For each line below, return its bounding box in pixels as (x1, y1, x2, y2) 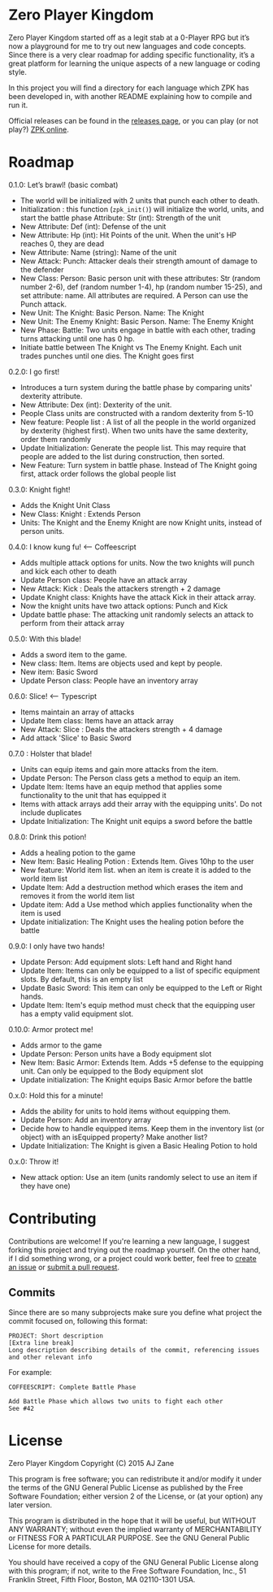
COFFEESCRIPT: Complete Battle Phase (8, 1383, 136, 1391)
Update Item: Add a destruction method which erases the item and (19, 882, 244, 891)
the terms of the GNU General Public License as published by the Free (8, 1482, 244, 1492)
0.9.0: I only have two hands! (8, 941, 106, 951)
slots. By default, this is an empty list (19, 974, 144, 984)
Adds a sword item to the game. (19, 649, 128, 659)
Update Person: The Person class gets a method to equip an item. (19, 773, 241, 783)
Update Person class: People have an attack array (19, 575, 188, 584)
